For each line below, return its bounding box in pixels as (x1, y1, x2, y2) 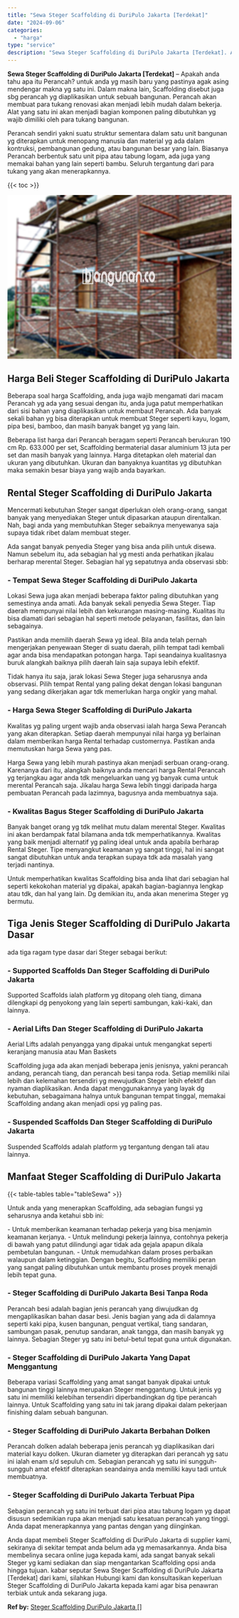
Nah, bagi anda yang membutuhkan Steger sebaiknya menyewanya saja (7, 521, 219, 530)
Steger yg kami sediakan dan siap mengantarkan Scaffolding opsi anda (7, 1558, 216, 1567)
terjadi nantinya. (7, 860, 55, 869)
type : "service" (7, 41, 55, 49)
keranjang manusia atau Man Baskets (7, 1047, 117, 1056)
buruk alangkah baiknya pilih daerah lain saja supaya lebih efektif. (7, 658, 200, 667)
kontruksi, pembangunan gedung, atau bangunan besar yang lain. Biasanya (7, 144, 229, 153)
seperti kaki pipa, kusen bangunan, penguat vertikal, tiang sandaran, (7, 1320, 208, 1328)
